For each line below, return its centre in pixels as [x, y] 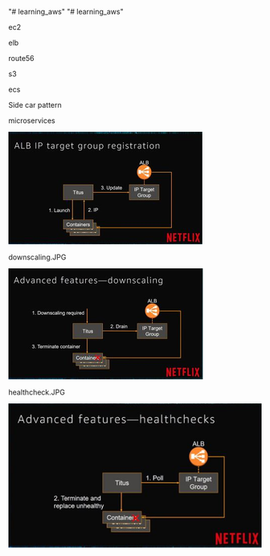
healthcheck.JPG [37, 392]
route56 [21, 58]
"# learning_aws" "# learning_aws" [66, 12]
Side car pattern [35, 105]
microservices [32, 121]
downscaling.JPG [37, 257]
